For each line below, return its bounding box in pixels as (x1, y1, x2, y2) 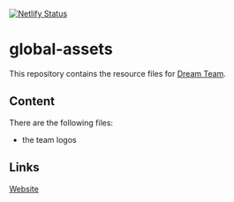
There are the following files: (9, 117, 113, 128)
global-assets (9, 40, 113, 59)
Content (9, 94, 56, 109)
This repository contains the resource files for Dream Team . (9, 68, 227, 79)
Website (9, 183, 40, 194)
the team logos (21, 134, 77, 145)
